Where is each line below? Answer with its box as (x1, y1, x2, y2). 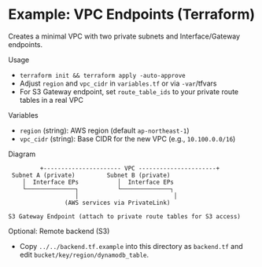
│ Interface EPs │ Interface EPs (22, 178, 175, 186)
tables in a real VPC (19, 95, 84, 104)
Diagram (8, 149, 36, 159)
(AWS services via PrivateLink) (64, 199, 171, 207)
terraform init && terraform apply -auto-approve (19, 71, 186, 79)
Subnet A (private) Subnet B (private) (11, 171, 171, 179)
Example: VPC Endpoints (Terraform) (8, 5, 256, 24)
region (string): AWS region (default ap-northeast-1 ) (19, 126, 190, 135)
